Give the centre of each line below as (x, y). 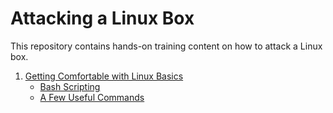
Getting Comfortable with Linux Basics (104, 76)
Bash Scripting (70, 86)
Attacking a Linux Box (102, 18)
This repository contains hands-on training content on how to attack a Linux (166, 46)
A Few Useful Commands (92, 97)
